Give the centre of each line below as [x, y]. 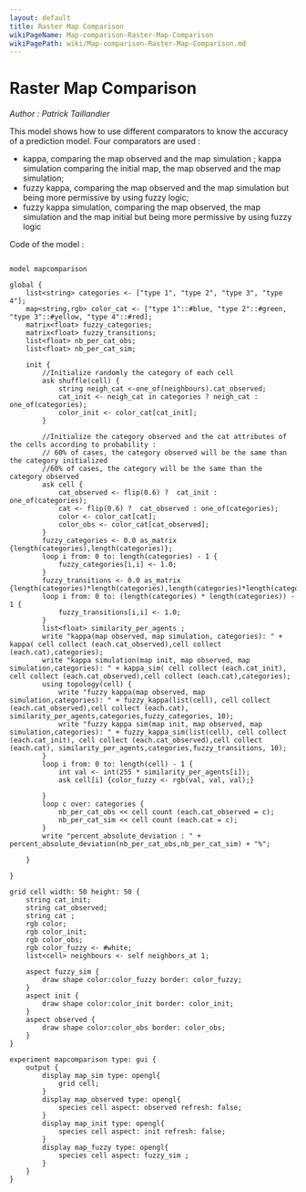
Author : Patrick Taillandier [60, 114]
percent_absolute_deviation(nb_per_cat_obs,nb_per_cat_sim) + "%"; [140, 844]
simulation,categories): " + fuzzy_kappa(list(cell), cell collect [140, 701]
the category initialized [58, 461]
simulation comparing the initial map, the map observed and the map [151, 169]
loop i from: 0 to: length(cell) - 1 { [118, 764]
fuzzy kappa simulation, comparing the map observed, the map [142, 207]
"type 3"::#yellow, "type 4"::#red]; [81, 317]
